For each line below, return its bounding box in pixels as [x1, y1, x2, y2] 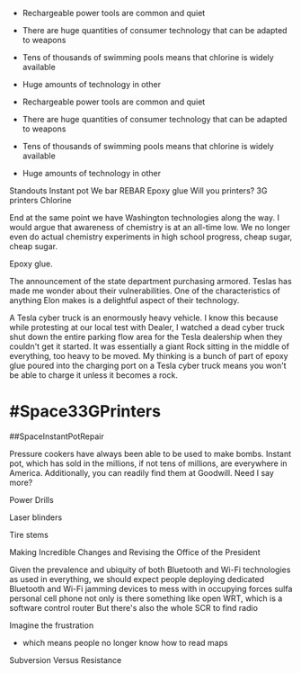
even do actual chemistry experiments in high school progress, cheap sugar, [9, 231, 293, 242]
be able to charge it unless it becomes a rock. [9, 370, 178, 381]
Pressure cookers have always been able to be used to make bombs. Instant [9, 448, 292, 459]
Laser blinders [9, 512, 63, 523]
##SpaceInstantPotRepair [9, 431, 105, 442]
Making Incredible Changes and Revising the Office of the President [9, 546, 261, 557]
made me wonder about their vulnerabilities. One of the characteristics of [9, 285, 281, 296]
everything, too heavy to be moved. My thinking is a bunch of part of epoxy [9, 351, 289, 361]
